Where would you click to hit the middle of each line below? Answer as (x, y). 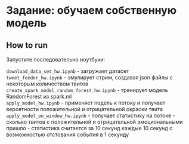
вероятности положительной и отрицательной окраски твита (84, 109)
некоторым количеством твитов (47, 84)
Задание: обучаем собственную (92, 10)
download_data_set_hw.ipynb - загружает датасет (68, 71)
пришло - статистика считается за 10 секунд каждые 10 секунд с (89, 128)
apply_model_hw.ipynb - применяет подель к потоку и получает (86, 103)
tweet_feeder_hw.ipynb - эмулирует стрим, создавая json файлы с (89, 77)
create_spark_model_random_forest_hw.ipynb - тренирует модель (87, 90)
